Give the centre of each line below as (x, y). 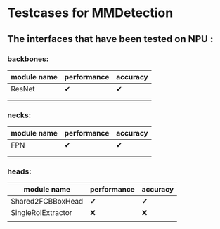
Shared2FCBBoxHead (47, 202)
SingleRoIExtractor (41, 213)
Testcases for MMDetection (90, 13)
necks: (19, 115)
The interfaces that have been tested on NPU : (110, 39)
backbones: (28, 59)
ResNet (23, 89)
